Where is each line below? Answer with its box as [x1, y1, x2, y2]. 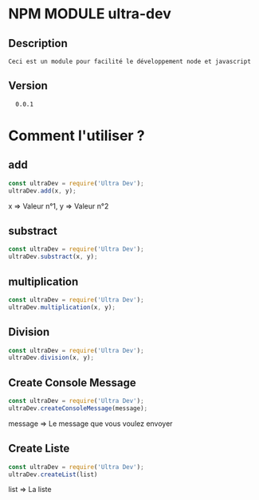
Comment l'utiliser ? [8, 127, 145, 144]
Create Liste [8, 442, 70, 455]
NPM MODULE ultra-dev [8, 5, 171, 23]
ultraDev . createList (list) [8, 471, 98, 479]
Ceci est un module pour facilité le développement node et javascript [8, 57, 251, 65]
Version [8, 79, 48, 92]
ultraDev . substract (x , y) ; [8, 252, 98, 261]
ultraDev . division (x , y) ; [8, 354, 94, 362]
